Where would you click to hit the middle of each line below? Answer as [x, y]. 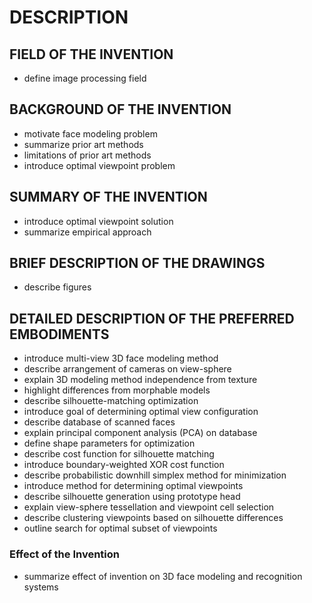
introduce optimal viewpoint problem [99, 165]
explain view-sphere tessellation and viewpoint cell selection [149, 507]
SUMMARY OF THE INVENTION [108, 197]
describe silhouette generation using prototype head [132, 497]
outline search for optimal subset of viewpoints [120, 528]
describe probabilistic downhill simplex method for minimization [155, 475]
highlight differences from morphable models [117, 390]
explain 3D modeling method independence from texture [140, 380]
